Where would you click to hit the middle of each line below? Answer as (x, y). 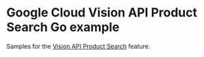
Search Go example (63, 27)
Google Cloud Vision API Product (102, 13)
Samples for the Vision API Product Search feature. (78, 46)
